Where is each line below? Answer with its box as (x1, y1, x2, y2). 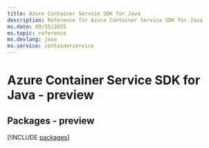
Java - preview (7, 88, 95, 103)
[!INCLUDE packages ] (7, 133, 70, 141)
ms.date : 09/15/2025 (7, 23, 67, 30)
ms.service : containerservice (7, 42, 95, 49)
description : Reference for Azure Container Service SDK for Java (7, 17, 203, 24)
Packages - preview (7, 115, 95, 126)
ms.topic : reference (7, 29, 67, 37)
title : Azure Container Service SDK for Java (7, 10, 140, 17)
